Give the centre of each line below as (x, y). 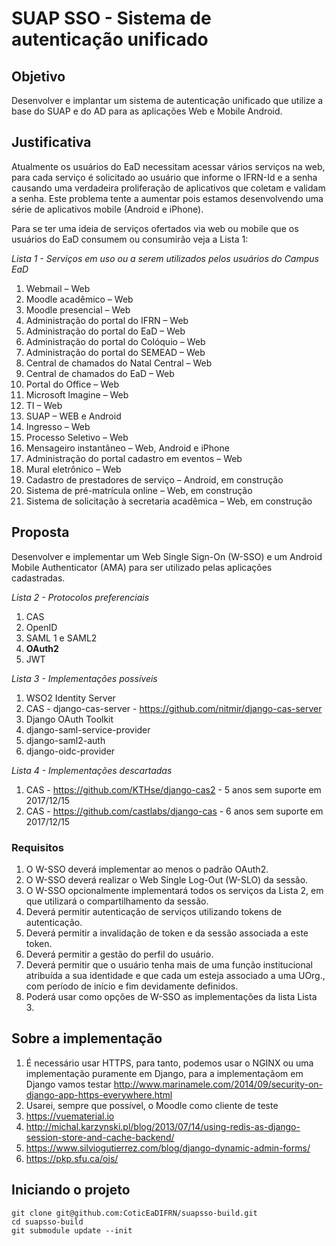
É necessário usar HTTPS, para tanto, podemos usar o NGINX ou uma (169, 1063)
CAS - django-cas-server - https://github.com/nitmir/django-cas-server (174, 708)
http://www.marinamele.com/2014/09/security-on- (218, 1084)
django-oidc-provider (70, 751)
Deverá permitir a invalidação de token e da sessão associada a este (167, 933)
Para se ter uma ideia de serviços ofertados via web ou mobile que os (155, 228)
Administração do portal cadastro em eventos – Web (134, 458)
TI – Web (44, 405)
